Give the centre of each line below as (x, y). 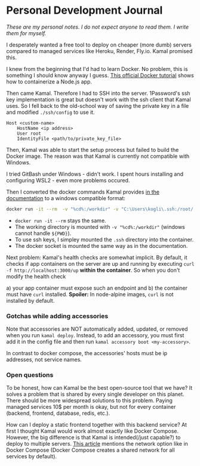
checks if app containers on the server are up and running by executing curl (100, 263)
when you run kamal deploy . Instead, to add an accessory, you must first (95, 335)
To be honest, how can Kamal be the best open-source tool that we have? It (99, 388)
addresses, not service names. (44, 360)
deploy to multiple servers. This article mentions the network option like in (97, 444)
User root (29, 133)
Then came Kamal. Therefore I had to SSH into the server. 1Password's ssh (98, 93)
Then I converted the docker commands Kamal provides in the (83, 192)
